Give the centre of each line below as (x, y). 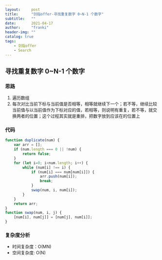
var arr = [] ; (28, 145)
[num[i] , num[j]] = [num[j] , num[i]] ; (53, 217)
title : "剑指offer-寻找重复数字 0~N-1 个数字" (54, 14)
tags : (10, 41)
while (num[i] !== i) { (46, 167)
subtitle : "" (20, 19)
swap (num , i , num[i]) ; (54, 190)
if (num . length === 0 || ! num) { (48, 149)
